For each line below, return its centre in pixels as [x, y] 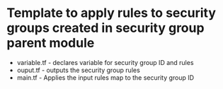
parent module [51, 43]
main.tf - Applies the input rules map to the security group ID [105, 77]
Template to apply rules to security [111, 13]
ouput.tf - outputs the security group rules [79, 70]
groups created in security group [105, 28]
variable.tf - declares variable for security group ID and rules [105, 62]
